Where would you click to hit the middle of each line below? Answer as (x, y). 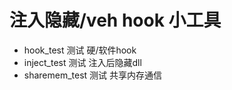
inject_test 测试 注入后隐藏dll (82, 62)
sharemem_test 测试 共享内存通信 (93, 75)
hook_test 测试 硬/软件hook (80, 50)
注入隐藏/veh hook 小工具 (115, 20)
